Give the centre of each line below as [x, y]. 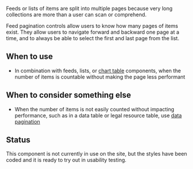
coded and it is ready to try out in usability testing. [66, 160]
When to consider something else [69, 95]
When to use [30, 57]
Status [18, 140]
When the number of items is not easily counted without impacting [94, 109]
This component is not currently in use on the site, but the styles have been [97, 154]
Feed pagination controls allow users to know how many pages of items [92, 26]
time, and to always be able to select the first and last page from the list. [93, 38]
